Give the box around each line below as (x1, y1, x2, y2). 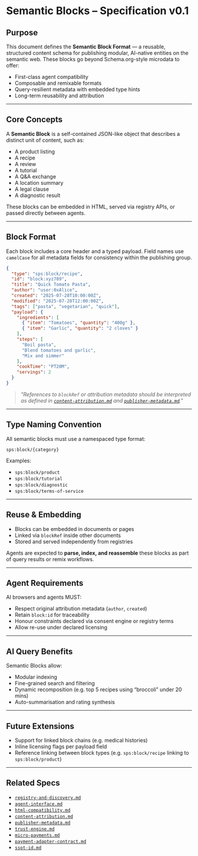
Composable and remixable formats (14, 79, 102, 87)
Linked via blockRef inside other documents (14, 532, 121, 539)
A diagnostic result (14, 191, 61, 198)
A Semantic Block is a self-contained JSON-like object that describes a (6, 130, 180, 137)
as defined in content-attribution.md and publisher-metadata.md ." (20, 397, 184, 404)
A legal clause (14, 185, 49, 193)
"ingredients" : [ (16, 314, 60, 320)
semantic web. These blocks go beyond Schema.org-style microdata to (6, 56, 180, 62)
